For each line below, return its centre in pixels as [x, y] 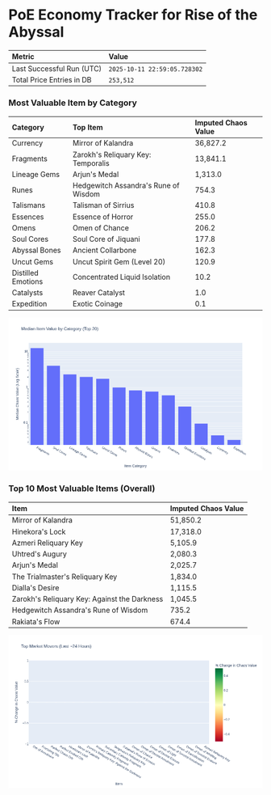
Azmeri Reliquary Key [47, 543]
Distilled [25, 273]
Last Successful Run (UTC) [57, 68]
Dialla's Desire [35, 587]
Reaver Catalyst [98, 293]
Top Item [88, 127]
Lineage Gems [36, 174]
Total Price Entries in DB [52, 79]
